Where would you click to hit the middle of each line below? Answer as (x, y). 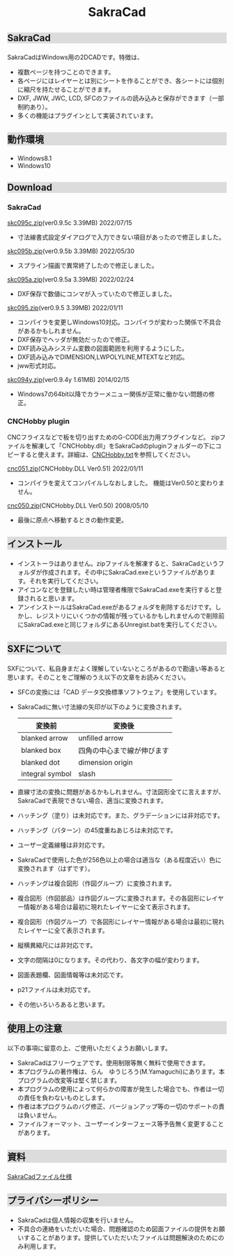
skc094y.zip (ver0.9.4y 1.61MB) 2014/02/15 (69, 379)
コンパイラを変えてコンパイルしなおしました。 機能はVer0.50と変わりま (121, 482)
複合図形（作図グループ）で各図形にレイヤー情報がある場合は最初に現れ (121, 922)
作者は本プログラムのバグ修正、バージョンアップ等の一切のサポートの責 (121, 1106)
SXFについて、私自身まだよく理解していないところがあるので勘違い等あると (117, 668)
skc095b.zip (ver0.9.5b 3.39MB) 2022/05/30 (71, 251)
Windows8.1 (34, 158)
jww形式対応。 (39, 365)
